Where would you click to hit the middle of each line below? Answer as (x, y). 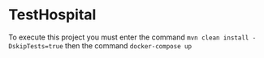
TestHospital (52, 15)
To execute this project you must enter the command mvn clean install (129, 37)
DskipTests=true (36, 46)
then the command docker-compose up (128, 45)
